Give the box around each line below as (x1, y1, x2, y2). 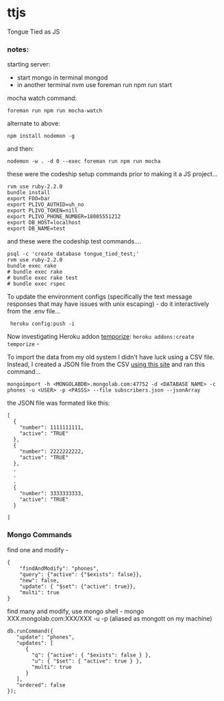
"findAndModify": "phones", (19, 565, 99, 572)
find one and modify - (7, 545, 69, 554)
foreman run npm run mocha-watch (7, 108, 103, 115)
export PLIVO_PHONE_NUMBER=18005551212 (7, 213, 121, 220)
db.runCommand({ (7, 628, 53, 634)
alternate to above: (7, 119, 60, 128)
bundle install (7, 189, 51, 196)
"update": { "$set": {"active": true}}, (19, 583, 136, 590)
